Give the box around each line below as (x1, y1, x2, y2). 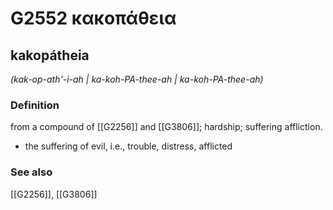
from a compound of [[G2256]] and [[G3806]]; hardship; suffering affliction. (10, 121, 323, 133)
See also (10, 165, 53, 179)
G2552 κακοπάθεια (10, 7, 177, 30)
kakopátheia (10, 47, 90, 64)
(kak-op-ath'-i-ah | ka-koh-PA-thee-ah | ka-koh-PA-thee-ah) (10, 73, 264, 85)
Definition (10, 98, 60, 112)
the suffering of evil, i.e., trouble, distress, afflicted (24, 140, 233, 152)
